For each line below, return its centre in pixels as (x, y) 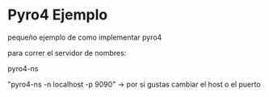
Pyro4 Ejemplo (58, 15)
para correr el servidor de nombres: (67, 53)
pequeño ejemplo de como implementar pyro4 (85, 37)
